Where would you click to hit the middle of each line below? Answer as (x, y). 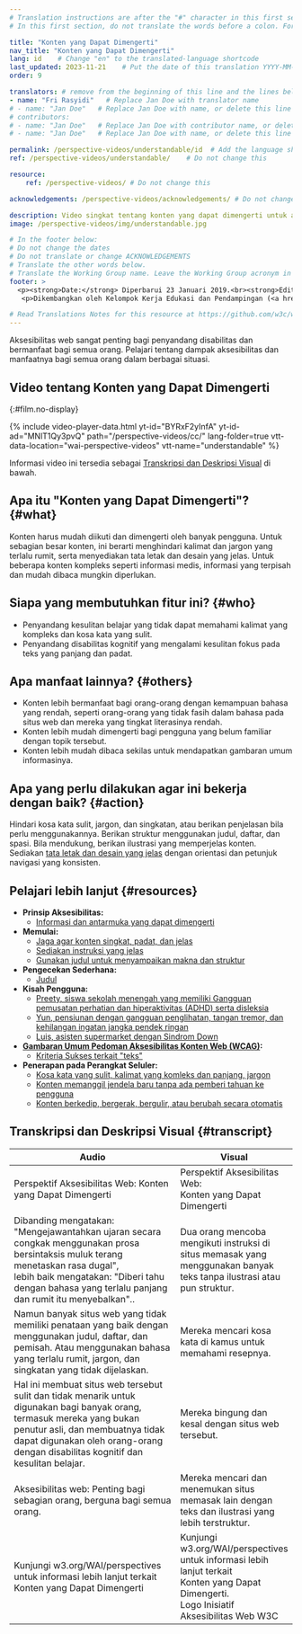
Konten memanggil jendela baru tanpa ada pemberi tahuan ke (150, 1084)
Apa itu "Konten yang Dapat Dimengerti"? (129, 501)
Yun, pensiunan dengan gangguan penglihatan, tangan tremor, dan (160, 1017)
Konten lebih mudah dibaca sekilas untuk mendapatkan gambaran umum (157, 750)
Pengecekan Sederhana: (69, 970)
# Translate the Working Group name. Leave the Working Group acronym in (151, 273)
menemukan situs (217, 1488)
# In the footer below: (54, 240)
